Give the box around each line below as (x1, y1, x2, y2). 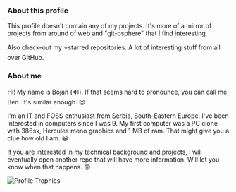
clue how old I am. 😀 (7, 133, 69, 143)
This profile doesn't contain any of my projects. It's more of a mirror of (7, 22, 212, 30)
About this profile (7, 6, 69, 16)
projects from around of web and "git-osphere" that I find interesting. (7, 29, 208, 37)
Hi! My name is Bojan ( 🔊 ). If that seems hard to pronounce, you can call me (7, 88, 228, 96)
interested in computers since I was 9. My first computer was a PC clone (7, 119, 218, 127)
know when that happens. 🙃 (7, 162, 91, 171)
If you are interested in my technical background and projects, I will (7, 148, 202, 156)
